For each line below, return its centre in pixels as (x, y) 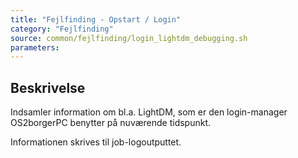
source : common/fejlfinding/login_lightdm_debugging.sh (129, 38)
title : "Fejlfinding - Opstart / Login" (96, 19)
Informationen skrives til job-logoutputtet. (96, 142)
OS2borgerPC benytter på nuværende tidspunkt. (111, 123)
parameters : (35, 47)
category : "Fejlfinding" (62, 29)
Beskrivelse (48, 87)
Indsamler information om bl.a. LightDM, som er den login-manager (149, 112)
